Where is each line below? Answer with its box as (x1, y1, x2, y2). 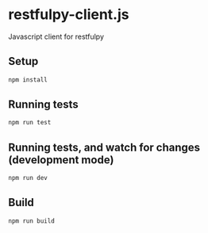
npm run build (8, 216, 56, 225)
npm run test (8, 119, 52, 127)
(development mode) (8, 153, 114, 166)
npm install (8, 75, 48, 84)
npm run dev (8, 174, 48, 182)
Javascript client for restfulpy (8, 32, 105, 41)
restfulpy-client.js (8, 6, 129, 24)
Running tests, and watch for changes (8, 140, 201, 154)
